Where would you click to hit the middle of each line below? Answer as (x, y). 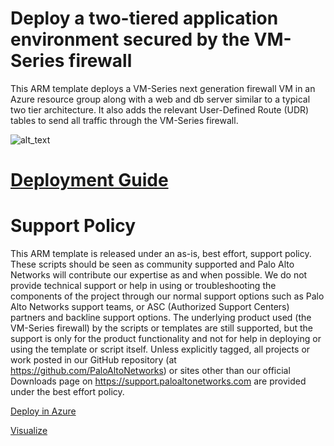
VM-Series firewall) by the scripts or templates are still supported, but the (161, 328)
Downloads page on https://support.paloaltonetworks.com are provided (158, 381)
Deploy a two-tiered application (144, 18)
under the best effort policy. (67, 392)
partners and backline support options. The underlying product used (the (161, 318)
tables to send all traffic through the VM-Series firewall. (124, 120)
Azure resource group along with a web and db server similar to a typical (160, 99)
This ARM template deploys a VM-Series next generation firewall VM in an (163, 88)
